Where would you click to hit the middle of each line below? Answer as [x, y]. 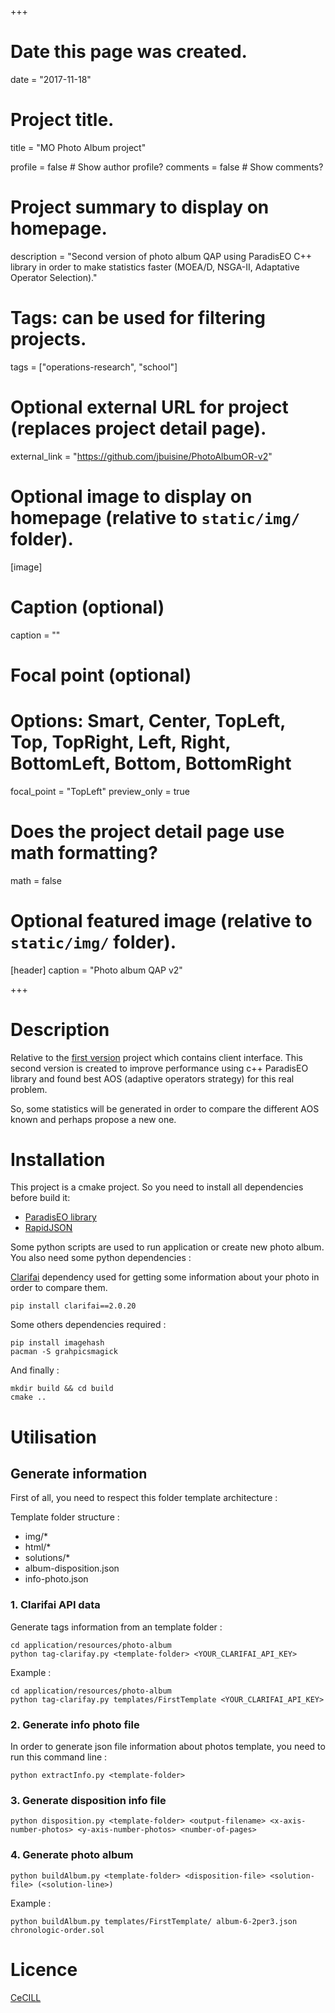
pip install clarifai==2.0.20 [73, 1306]
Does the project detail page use [147, 831]
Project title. [62, 120]
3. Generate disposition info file [88, 1800]
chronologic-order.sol [57, 1930]
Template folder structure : [65, 1517]
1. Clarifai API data [55, 1605]
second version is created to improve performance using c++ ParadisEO [159, 1068]
